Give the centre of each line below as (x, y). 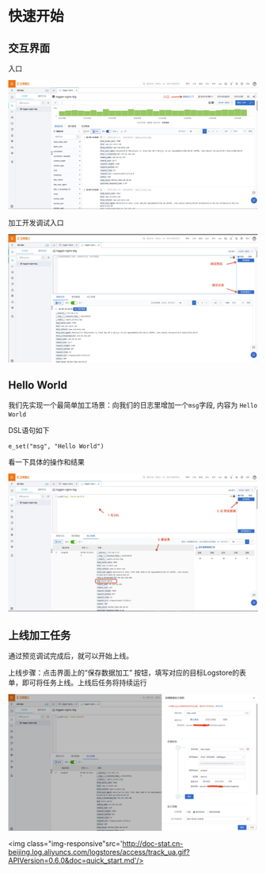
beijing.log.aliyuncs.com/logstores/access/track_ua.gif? (99, 852)
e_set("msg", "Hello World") (56, 446)
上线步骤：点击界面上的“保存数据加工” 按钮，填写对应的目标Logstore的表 (127, 673)
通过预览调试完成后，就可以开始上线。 (70, 656)
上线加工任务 (40, 636)
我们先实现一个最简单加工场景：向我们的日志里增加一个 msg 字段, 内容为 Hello (133, 405)
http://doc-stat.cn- (153, 844)
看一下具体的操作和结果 (46, 462)
